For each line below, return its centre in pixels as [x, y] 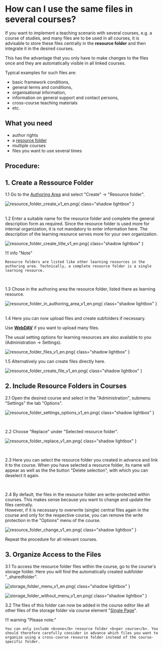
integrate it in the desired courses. [40, 48]
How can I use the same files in [69, 9]
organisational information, [39, 92]
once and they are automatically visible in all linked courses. [65, 63]
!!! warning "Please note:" [31, 620]
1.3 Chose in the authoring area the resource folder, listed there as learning [80, 289]
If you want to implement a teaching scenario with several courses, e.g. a [79, 33]
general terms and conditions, [42, 87]
